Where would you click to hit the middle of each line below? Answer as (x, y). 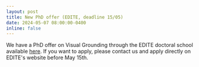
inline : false (24, 28)
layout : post (22, 12)
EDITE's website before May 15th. (47, 58)
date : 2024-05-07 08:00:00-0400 (46, 23)
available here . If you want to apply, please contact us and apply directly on (99, 52)
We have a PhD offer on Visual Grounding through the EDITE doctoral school (99, 45)
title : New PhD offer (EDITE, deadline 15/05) (65, 17)
